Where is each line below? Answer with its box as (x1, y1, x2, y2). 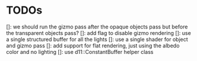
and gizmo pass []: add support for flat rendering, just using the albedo (6, 42, 180, 49)
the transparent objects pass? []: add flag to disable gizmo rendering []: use (6, 29, 191, 36)
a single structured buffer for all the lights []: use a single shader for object (6, 36, 188, 43)
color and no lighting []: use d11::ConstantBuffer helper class (6, 48, 154, 55)
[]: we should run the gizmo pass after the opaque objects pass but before (6, 23, 188, 30)
